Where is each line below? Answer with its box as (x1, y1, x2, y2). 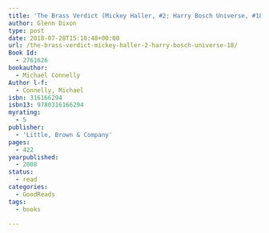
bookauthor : (8, 64, 48, 72)
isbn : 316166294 (8, 94, 62, 102)
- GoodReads (15, 190, 56, 199)
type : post (8, 26, 45, 34)
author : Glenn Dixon (8, 19, 78, 27)
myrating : (8, 109, 42, 117)
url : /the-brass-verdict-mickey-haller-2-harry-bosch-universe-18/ (8, 42, 239, 50)
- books (15, 205, 42, 213)
